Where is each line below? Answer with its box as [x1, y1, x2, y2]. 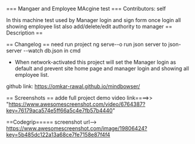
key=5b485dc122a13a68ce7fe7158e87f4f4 [6, 131, 111, 138]
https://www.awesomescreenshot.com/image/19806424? [6, 125, 147, 132]
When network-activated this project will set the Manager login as [14, 59, 177, 65]
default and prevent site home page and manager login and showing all [14, 65, 189, 72]
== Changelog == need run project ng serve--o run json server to [6, 41, 168, 48]
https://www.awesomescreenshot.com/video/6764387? [8, 101, 146, 108]
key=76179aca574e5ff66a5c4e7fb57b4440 [6, 107, 113, 114]
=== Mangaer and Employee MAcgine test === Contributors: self [6, 5, 166, 12]
